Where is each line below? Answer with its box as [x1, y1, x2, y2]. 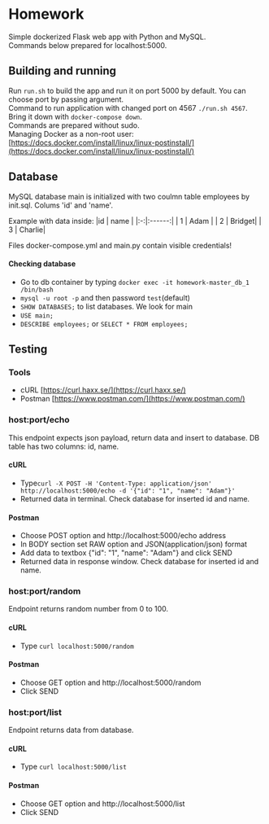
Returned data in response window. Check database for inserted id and [20, 557, 259, 567]
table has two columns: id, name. [8, 441, 119, 451]
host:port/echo [8, 414, 71, 426]
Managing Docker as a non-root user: [8, 129, 134, 138]
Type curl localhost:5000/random [20, 641, 134, 651]
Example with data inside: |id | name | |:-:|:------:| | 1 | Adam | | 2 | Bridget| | [8, 216, 262, 226]
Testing [8, 343, 48, 357]
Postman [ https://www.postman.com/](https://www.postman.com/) [20, 394, 245, 404]
